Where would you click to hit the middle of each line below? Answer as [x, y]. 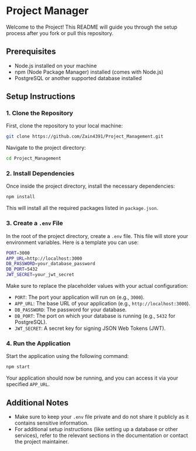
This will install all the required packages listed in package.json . [82, 208]
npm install [20, 197]
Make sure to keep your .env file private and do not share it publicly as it [102, 417]
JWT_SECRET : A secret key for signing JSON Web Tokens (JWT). [90, 328]
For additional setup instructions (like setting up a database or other [96, 429]
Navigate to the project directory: [46, 148]
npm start [18, 367]
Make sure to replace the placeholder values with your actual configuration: [97, 286]
